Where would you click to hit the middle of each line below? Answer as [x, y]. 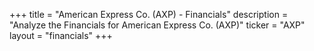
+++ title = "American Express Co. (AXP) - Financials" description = [149, 14]
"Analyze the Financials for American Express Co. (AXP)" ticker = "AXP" [157, 25]
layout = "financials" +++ [61, 35]
